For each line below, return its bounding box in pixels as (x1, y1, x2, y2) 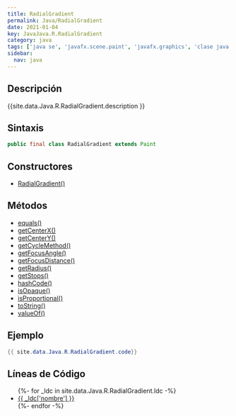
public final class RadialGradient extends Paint (7, 141, 157, 148)
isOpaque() (17, 286, 51, 295)
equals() (17, 218, 42, 227)
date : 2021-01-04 (7, 23, 59, 30)
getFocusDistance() (17, 256, 76, 264)
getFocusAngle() (17, 249, 67, 257)
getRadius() (17, 264, 52, 272)
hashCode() (17, 279, 53, 287)
